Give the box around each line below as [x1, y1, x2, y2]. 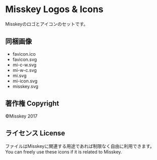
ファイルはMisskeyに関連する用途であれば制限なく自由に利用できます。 [5, 143, 155, 149]
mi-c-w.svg [12, 62, 37, 68]
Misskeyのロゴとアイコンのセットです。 [5, 21, 88, 27]
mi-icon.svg [12, 77, 38, 84]
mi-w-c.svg [12, 67, 37, 73]
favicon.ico [12, 51, 36, 57]
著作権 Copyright [5, 99, 60, 108]
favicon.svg [12, 56, 37, 62]
